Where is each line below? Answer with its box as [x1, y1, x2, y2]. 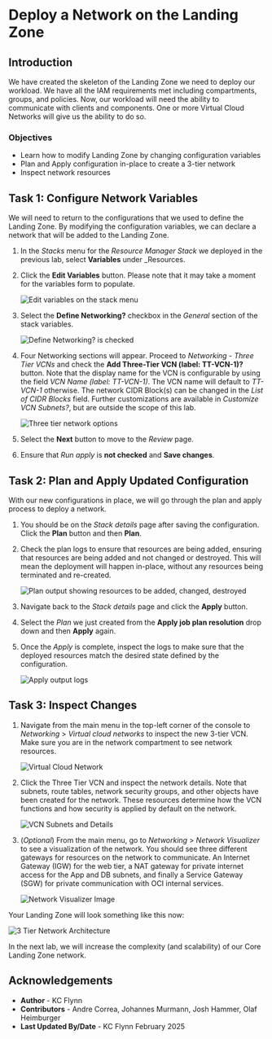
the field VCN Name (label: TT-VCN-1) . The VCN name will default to [20, 377, 250, 387]
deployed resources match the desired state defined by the [20, 650, 220, 660]
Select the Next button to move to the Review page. [20, 434, 194, 445]
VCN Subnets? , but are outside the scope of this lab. [20, 403, 197, 413]
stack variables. [20, 319, 74, 329]
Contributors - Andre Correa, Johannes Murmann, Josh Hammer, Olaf [20, 1004, 258, 1014]
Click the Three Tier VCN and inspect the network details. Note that [20, 778, 247, 787]
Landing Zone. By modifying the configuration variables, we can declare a [8, 221, 257, 231]
